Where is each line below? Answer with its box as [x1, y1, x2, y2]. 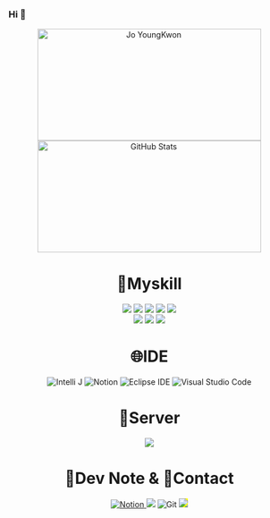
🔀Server [118, 408, 181, 429]
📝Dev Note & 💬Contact [64, 469, 234, 488]
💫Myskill [116, 274, 182, 294]
